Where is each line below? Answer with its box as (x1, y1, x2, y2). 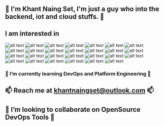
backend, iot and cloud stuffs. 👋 (5, 13, 104, 21)
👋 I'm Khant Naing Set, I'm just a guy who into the (5, 5, 160, 13)
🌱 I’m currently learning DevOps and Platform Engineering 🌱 (5, 70, 151, 77)
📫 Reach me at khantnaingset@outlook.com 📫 (5, 86, 154, 94)
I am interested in (5, 29, 60, 37)
